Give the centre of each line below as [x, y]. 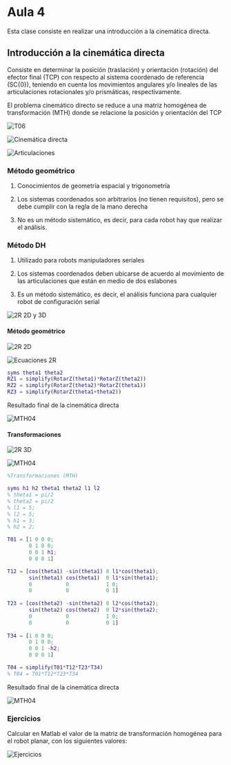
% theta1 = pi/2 [30, 495]
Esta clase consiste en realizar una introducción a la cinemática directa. [109, 31]
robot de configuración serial [58, 302]
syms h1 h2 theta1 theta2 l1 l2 [53, 489]
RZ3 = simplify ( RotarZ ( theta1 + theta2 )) [64, 392]
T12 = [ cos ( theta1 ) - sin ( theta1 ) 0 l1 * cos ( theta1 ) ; [83, 571]
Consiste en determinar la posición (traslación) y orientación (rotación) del [113, 69]
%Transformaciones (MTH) [43, 476]
